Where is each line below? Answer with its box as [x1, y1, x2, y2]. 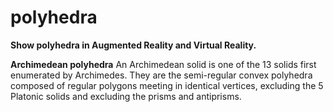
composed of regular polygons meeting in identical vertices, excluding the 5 [10, 79, 324, 91]
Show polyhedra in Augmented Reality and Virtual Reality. [10, 39, 257, 51]
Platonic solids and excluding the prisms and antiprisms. [10, 90, 242, 102]
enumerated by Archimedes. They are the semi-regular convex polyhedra [10, 69, 313, 81]
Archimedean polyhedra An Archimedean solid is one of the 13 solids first [10, 58, 317, 70]
